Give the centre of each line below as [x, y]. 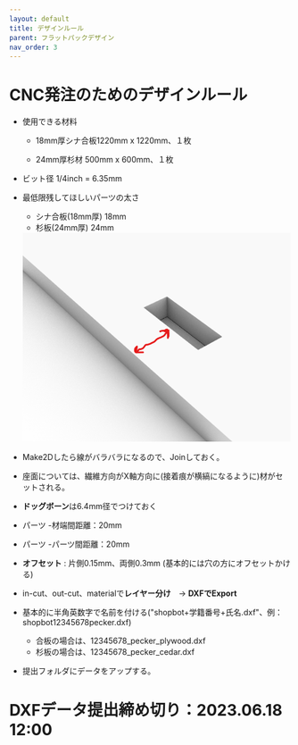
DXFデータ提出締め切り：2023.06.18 [146, 710]
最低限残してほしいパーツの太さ [81, 197]
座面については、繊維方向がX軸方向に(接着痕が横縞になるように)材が [149, 476]
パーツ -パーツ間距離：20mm [76, 544]
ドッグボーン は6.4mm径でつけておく [90, 506]
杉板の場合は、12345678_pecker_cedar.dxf [115, 651]
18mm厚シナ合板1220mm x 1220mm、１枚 [113, 141]
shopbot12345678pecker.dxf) [77, 622]
